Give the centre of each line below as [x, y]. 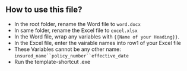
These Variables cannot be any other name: [67, 49]
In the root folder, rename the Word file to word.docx [77, 24]
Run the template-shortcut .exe [52, 62]
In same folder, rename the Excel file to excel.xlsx [76, 30]
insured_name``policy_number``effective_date [71, 56]
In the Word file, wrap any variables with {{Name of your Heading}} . [96, 36]
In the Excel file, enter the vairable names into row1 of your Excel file [98, 43]
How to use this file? [44, 10]
